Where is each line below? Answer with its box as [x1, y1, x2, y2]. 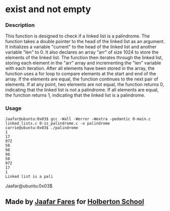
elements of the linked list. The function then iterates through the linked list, [5, 55, 163, 61]
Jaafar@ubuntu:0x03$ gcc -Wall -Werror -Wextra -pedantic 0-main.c [5, 116, 151, 121]
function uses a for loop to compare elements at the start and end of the [5, 71, 156, 77]
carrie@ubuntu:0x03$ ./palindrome [5, 125, 79, 130]
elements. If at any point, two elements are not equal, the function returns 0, [5, 81, 164, 88]
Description [5, 22, 35, 29]
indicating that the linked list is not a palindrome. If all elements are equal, [5, 87, 159, 93]
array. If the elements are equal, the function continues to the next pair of [5, 76, 158, 82]
